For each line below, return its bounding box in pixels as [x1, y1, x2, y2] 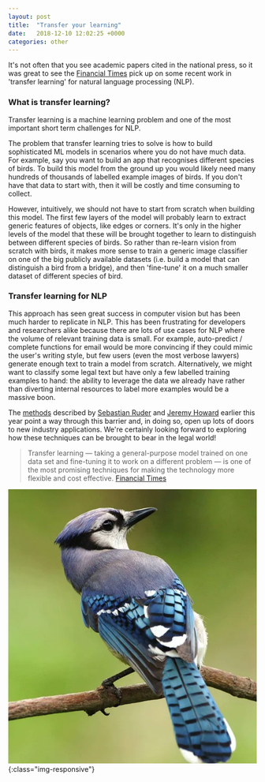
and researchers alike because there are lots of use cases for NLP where [8, 325, 245, 335]
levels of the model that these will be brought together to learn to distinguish [8, 229, 256, 238]
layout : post [8, 13, 51, 21]
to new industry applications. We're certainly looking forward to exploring [8, 425, 247, 434]
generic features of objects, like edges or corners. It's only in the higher [8, 221, 242, 230]
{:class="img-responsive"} [8, 764, 95, 773]
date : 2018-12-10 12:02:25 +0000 [8, 29, 125, 37]
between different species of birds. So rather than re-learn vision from [8, 238, 237, 247]
